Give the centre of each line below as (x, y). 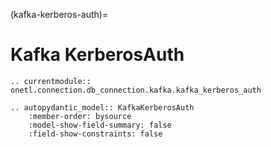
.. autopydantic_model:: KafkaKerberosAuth (102, 107)
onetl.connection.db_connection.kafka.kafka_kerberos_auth (136, 90)
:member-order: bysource (80, 116)
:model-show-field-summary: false (100, 125)
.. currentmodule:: (51, 81)
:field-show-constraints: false (95, 134)
